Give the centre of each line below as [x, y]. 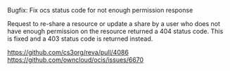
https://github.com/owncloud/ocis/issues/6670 [76, 60]
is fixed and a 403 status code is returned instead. [80, 39]
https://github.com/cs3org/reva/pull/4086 [68, 52]
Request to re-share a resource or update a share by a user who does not [114, 24]
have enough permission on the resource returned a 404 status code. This [115, 31]
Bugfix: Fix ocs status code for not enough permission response [100, 10]
